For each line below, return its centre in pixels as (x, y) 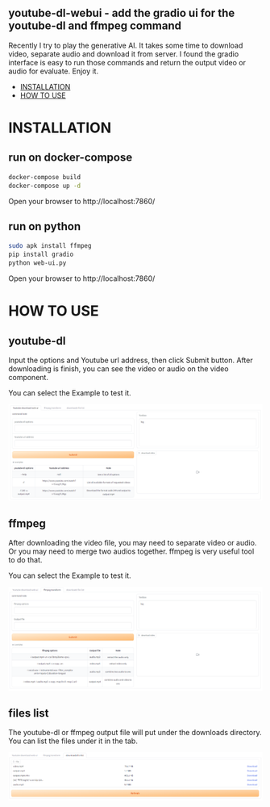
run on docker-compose (71, 158)
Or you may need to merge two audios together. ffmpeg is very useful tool (131, 551)
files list (29, 713)
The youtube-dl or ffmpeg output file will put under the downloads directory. (135, 733)
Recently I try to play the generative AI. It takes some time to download (126, 45)
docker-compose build (45, 177)
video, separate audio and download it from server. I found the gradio (124, 54)
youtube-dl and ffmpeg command (95, 26)
